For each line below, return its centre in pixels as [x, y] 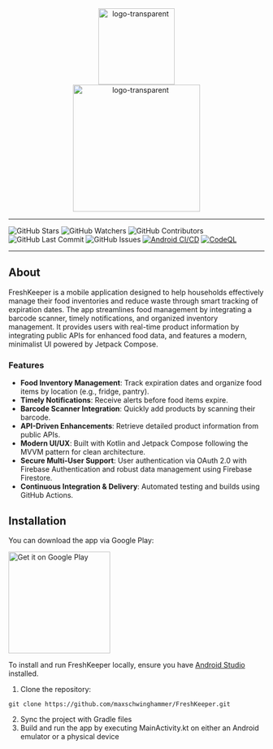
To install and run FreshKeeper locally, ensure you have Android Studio [127, 664]
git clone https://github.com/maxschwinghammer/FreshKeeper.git [119, 704]
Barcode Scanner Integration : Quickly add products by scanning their [138, 409]
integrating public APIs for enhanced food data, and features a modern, [128, 335]
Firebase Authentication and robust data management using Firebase [136, 469]
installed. [24, 673]
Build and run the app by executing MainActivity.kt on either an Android [140, 728]
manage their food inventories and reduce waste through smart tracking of [133, 301]
